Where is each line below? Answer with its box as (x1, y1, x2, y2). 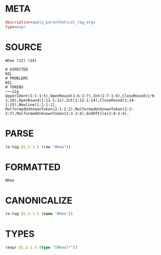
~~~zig (5, 89, 19, 94)
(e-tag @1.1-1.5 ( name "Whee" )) (5, 211, 73, 217)
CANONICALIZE (5, 195, 73, 206)
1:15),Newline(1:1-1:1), (5, 102, 57, 107)
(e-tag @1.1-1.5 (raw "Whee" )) (5, 144, 71, 149)
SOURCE (5, 41, 42, 53)
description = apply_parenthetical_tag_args (5, 20, 96, 25)
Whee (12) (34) (5, 58, 37, 63)
